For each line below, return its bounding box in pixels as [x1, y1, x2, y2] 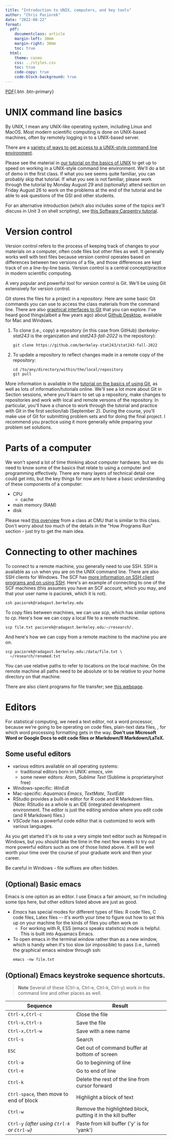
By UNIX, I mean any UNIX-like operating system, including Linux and [5, 123, 152, 129]
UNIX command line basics [5, 106, 123, 118]
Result [112, 1002, 128, 1009]
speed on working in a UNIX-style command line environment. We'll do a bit [5, 165, 165, 171]
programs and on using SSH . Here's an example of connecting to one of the [5, 579, 165, 585]
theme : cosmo [14, 55, 42, 61]
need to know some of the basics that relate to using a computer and [5, 464, 151, 470]
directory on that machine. [5, 673, 61, 679]
